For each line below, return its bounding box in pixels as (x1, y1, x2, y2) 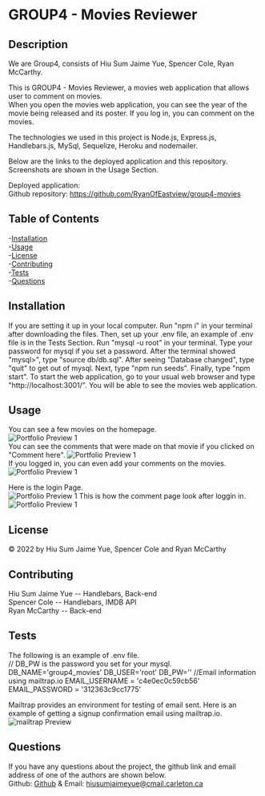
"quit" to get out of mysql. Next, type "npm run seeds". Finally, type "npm (8, 363, 251, 373)
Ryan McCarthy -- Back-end (8, 606, 102, 616)
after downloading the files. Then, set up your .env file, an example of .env (8, 329, 254, 338)
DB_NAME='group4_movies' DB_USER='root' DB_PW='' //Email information (8, 667, 256, 677)
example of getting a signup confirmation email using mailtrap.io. (8, 708, 223, 718)
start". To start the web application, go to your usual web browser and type (8, 371, 255, 382)
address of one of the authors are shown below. (8, 770, 167, 779)
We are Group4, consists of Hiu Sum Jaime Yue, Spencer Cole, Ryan (8, 59, 235, 68)
